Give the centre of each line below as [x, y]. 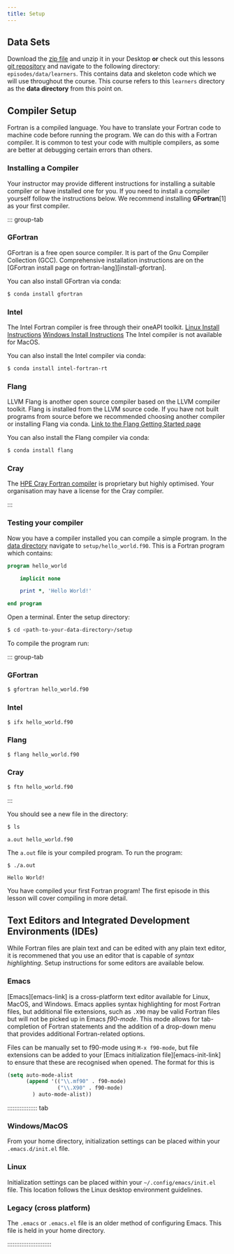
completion [23, 1026]
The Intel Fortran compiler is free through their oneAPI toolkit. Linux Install [114, 327]
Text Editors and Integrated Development [98, 920]
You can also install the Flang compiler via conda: [79, 438]
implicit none [40, 579]
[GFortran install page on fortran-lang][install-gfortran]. [87, 268]
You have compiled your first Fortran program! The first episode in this [109, 891]
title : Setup [26, 14]
